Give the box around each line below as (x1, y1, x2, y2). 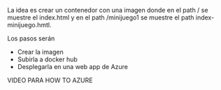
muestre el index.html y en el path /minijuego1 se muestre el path (7, 13, 194, 22)
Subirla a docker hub (17, 55, 78, 63)
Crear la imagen (17, 48, 64, 56)
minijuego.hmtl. (7, 21, 52, 29)
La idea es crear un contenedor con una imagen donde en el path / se (7, 6, 208, 14)
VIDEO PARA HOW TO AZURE (7, 76, 93, 84)
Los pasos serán (7, 34, 55, 43)
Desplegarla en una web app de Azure (17, 63, 128, 70)
